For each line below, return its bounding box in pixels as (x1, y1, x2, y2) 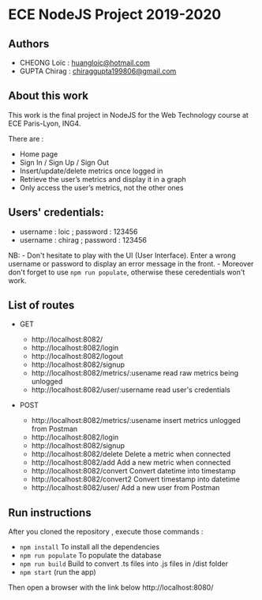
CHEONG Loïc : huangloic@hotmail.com (19, 58, 150, 67)
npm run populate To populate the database (19, 551, 162, 560)
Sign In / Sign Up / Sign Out (19, 157, 109, 167)
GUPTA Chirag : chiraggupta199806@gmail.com (19, 66, 177, 76)
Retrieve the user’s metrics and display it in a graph (19, 174, 187, 183)
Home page (19, 149, 58, 159)
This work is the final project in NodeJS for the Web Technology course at (8, 110, 249, 119)
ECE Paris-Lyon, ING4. (8, 119, 81, 128)
